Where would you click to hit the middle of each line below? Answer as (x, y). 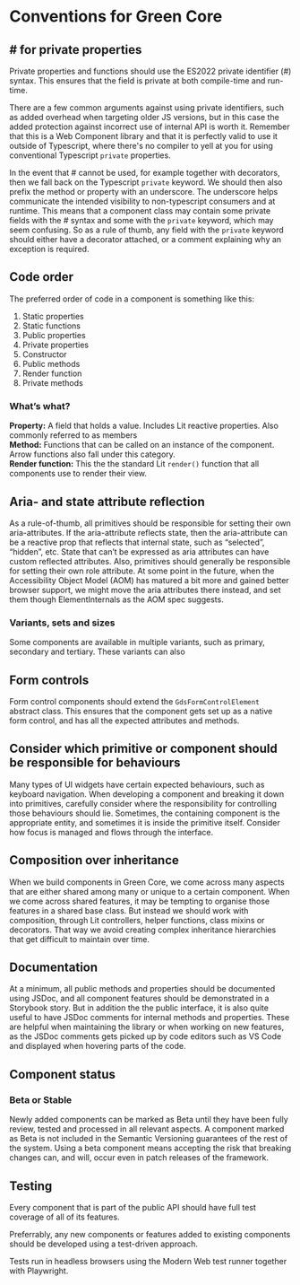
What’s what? (40, 406)
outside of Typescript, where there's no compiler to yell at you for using (141, 146)
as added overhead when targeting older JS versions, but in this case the (144, 117)
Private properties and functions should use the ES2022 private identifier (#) (150, 71)
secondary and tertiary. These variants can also (97, 651)
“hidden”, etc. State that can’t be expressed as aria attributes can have (139, 551)
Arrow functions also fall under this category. (93, 454)
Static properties (53, 316)
